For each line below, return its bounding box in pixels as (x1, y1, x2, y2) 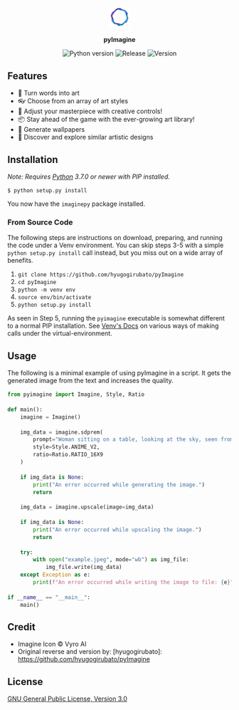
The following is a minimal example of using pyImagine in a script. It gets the (7, 369, 231, 377)
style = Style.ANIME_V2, (33, 444, 100, 451)
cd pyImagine (17, 279, 57, 286)
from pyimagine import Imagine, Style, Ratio (7, 391, 144, 398)
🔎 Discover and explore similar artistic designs (17, 133, 154, 142)
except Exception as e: (20, 571, 91, 578)
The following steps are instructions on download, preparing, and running (7, 234, 223, 242)
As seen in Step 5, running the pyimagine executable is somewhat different (7, 314, 225, 323)
